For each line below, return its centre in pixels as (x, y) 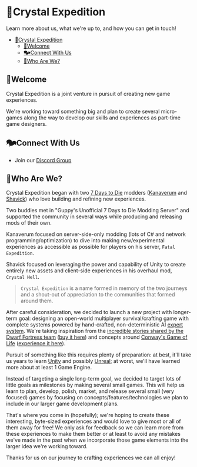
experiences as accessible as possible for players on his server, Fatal (91, 247)
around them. (37, 301)
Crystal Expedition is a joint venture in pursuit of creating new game (88, 94)
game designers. (26, 124)
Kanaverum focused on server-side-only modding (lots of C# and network (96, 234)
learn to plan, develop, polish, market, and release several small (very (90, 391)
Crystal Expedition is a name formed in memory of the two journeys (104, 288)
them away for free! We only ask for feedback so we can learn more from (95, 428)
